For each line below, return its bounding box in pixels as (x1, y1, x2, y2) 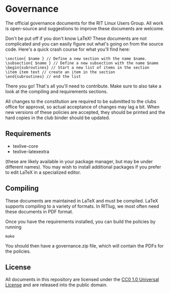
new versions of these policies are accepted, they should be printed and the (5, 109, 165, 115)
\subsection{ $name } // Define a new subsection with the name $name (5, 60, 159, 65)
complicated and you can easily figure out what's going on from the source (5, 40, 163, 47)
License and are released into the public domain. (5, 282, 108, 288)
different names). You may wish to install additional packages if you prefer (5, 164, 161, 170)
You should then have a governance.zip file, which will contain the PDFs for (5, 242, 164, 249)
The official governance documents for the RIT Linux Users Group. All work (5, 20, 163, 26)
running (5, 223, 22, 230)
